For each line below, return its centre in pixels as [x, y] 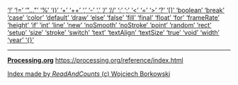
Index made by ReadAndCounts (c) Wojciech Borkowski [89, 74]
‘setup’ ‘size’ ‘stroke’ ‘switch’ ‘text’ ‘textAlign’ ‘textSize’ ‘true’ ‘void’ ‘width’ [113, 32]
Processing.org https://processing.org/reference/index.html [95, 60]
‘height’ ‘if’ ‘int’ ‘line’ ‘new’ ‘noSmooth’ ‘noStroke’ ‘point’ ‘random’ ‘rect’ [109, 25]
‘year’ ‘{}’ [21, 40]
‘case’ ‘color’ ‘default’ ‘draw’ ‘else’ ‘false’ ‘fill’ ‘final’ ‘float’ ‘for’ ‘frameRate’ [113, 18]
